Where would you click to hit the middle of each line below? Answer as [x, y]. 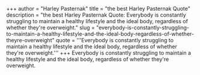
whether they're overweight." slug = [50, 27]
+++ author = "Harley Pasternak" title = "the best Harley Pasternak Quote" [98, 9]
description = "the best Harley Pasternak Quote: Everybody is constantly [96, 15]
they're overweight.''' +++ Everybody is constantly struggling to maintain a [98, 53]
